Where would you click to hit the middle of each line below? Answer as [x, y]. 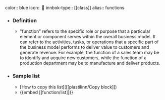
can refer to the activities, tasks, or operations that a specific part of [89, 42]
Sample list [26, 76]
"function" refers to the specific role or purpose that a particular [85, 31]
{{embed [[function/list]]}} [46, 92]
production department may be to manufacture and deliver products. [90, 63]
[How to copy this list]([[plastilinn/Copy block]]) [68, 87]
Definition [25, 20]
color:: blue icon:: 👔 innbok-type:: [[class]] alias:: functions [65, 8]
